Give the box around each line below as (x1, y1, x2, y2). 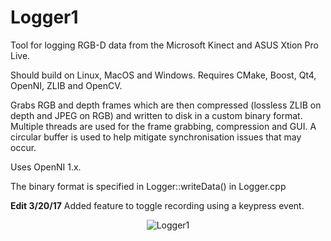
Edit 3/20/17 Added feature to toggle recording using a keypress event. (10, 199, 305, 211)
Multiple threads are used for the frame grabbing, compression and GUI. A (10, 120, 317, 132)
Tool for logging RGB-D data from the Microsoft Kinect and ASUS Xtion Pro (10, 39, 319, 51)
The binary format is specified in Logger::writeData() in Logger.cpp (10, 180, 287, 192)
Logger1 (10, 6, 79, 29)
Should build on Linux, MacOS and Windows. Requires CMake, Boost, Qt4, (10, 69, 317, 81)
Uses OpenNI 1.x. (10, 161, 82, 173)
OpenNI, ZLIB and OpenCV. (10, 79, 123, 91)
